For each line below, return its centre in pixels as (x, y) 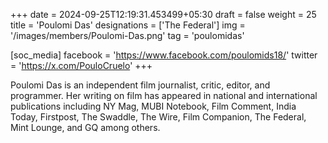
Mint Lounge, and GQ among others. (85, 127)
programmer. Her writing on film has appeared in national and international (164, 95)
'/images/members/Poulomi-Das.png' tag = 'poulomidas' (127, 35)
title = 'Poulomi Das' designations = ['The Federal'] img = (128, 25)
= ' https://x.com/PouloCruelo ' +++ (81, 65)
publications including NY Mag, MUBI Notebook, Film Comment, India (153, 106)
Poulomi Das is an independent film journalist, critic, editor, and (140, 85)
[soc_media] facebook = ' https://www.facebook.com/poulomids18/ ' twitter (164, 55)
